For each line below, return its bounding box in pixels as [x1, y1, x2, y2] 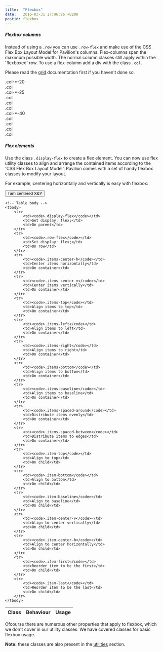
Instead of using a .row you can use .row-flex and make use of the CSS [5, 44, 152, 50]
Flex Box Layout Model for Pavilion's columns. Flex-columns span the [5, 49, 147, 55]
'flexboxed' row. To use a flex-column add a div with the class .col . [5, 60, 142, 66]
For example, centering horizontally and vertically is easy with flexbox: [5, 181, 149, 187]
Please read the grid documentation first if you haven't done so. [5, 70, 135, 76]
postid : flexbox [5, 16, 39, 21]
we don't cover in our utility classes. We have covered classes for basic [5, 626, 151, 632]
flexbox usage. [5, 632, 36, 638]
